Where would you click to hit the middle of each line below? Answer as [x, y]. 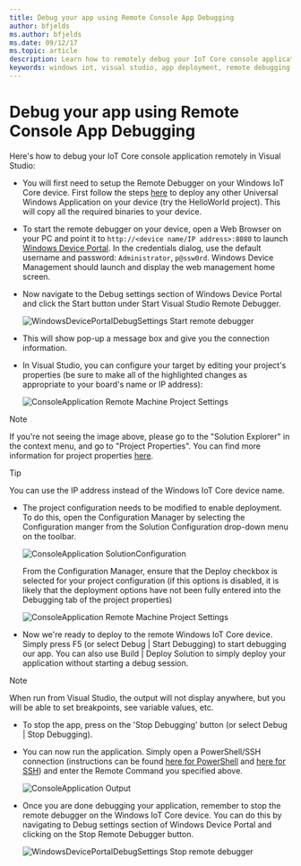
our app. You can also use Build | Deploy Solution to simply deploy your [154, 653]
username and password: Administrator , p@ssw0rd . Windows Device [148, 258]
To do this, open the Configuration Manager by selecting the [133, 517]
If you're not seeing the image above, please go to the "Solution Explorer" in [150, 436]
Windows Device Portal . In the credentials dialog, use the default [142, 248]
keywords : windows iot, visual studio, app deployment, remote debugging [150, 68]
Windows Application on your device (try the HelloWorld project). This [151, 202]
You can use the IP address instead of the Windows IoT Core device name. [147, 490]
